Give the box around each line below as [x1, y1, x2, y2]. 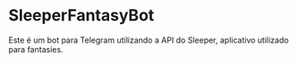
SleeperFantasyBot [8, 5, 155, 26]
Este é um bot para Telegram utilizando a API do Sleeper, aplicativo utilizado [8, 35, 289, 45]
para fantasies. [8, 43, 64, 54]
